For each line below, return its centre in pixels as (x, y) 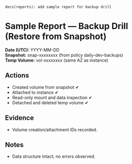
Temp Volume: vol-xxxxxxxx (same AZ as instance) (57, 60)
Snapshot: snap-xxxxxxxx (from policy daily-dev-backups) (64, 55)
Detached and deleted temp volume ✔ (50, 102)
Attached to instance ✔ (35, 92)
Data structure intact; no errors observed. (54, 156)
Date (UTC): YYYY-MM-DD (32, 50)
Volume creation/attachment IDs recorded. (55, 130)
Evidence (19, 118)
